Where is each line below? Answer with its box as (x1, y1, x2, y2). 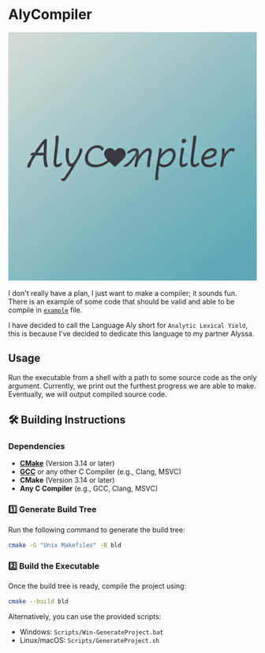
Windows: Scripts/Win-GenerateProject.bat (19, 627, 164, 636)
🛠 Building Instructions (8, 413, 126, 427)
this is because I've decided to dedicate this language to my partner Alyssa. (8, 329, 255, 338)
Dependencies (8, 441, 65, 452)
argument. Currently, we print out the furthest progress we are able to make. (8, 381, 256, 390)
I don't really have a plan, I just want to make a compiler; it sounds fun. (8, 288, 238, 297)
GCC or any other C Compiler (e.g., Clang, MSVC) (19, 467, 181, 476)
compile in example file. (8, 305, 83, 315)
